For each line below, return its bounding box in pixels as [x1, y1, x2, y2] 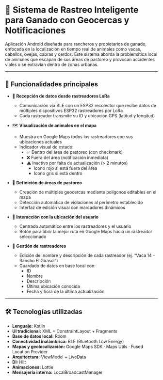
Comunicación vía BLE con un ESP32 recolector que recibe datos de [19, 102, 157, 108]
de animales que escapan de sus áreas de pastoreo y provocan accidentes [5, 56, 155, 62]
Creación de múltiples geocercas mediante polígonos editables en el [19, 189, 157, 195]
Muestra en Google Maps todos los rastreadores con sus [19, 133, 133, 140]
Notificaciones [5, 25, 66, 36]
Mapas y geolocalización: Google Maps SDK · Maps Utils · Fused [12, 344, 144, 349]
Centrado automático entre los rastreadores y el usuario [19, 223, 131, 229]
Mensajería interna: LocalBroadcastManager [12, 369, 103, 375]
